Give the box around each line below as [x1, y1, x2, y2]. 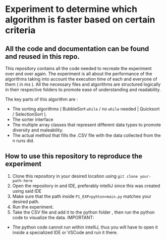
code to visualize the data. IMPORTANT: [12, 214, 94, 220]
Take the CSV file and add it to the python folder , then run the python [12, 209, 155, 215]
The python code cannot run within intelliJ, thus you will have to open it [12, 224, 158, 230]
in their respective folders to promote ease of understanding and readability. [5, 87, 161, 93]
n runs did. [12, 138, 35, 143]
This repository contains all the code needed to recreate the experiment [5, 66, 152, 71]
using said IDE [12, 188, 42, 194]
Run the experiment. [12, 204, 54, 210]
